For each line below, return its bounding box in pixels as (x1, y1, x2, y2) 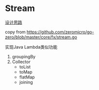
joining (19, 79, 33, 85)
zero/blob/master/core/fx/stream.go (5, 34, 78, 40)
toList (19, 64, 31, 70)
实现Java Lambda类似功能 (5, 44, 58, 50)
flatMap (19, 74, 35, 80)
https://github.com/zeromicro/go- (26, 29, 94, 35)
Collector (12, 59, 31, 64)
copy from (5, 29, 26, 35)
